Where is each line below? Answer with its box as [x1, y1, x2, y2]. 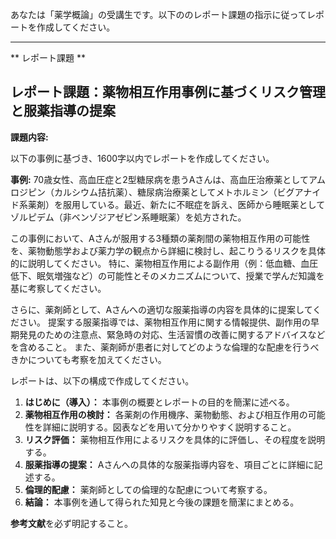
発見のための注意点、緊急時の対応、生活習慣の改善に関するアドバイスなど [18, 328, 326, 340]
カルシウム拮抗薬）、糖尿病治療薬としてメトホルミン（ [53, 186, 278, 198]
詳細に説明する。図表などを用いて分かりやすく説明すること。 [42, 421, 297, 433]
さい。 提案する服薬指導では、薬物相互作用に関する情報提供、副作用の [18, 316, 311, 328]
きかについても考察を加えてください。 [10, 353, 167, 365]
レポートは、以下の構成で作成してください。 [10, 374, 195, 387]
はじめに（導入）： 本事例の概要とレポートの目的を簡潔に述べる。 [24, 396, 295, 408]
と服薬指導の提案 [10, 103, 116, 120]
